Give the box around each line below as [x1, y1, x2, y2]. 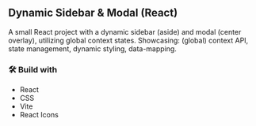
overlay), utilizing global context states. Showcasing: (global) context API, [8, 35, 249, 45]
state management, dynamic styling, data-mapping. [8, 43, 177, 54]
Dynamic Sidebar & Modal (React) [8, 6, 178, 20]
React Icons [19, 110, 59, 120]
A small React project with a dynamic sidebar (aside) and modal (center [8, 27, 242, 36]
